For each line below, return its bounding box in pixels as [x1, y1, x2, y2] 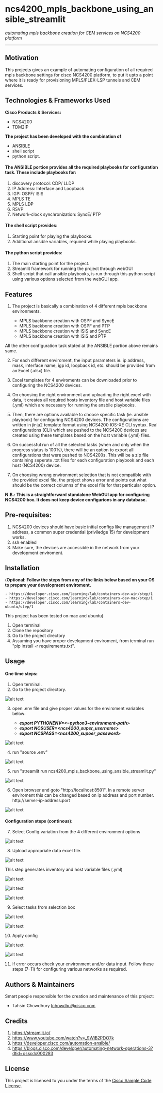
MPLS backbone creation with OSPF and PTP [19, 323, 110, 328]
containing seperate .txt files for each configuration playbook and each [12, 457, 154, 463]
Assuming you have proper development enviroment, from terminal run [12, 637, 154, 644]
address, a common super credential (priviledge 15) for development [12, 529, 149, 535]
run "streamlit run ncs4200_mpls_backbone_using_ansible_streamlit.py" [12, 768, 156, 774]
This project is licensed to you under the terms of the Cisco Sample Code [5, 1077, 152, 1083]
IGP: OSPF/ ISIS [12, 191, 44, 196]
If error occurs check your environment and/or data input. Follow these [12, 961, 154, 967]
